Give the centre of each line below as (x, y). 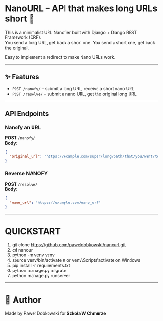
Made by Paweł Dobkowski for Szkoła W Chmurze (56, 313)
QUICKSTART (33, 231)
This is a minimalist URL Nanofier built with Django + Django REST (71, 32)
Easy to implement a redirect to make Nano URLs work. (60, 57)
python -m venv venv (33, 255)
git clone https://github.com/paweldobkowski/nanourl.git (69, 245)
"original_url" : (26, 157)
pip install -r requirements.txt (41, 265)
